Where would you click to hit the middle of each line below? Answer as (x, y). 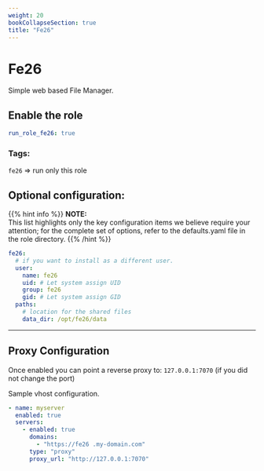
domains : (43, 437)
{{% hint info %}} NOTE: (48, 214)
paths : (26, 305)
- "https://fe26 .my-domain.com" (91, 444)
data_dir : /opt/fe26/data (65, 319)
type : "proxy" (52, 451)
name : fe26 (40, 276)
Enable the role (46, 115)
